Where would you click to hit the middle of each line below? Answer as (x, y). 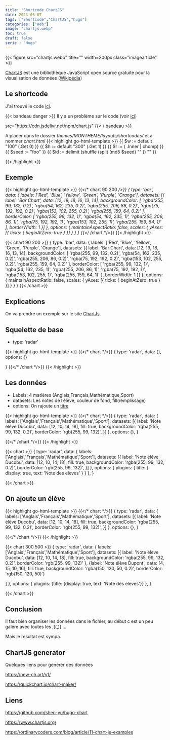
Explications (25, 301)
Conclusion (24, 609)
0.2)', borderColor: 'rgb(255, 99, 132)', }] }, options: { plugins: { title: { (77, 467)
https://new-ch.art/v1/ (28, 675)
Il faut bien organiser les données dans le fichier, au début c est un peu (79, 621)
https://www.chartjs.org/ (31, 722)
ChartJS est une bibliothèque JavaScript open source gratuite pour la (78, 72)
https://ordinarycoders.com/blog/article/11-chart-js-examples (69, 732)
